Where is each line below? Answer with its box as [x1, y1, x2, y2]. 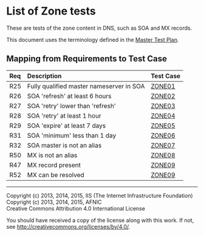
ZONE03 [151, 101, 175, 110]
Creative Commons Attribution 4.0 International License [6, 204, 146, 212]
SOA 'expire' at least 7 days [27, 121, 106, 130]
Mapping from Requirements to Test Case [6, 53, 167, 64]
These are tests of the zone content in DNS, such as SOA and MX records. [6, 24, 192, 32]
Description [27, 72, 62, 80]
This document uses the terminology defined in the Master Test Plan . [6, 36, 179, 43]
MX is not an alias [27, 150, 78, 159]
